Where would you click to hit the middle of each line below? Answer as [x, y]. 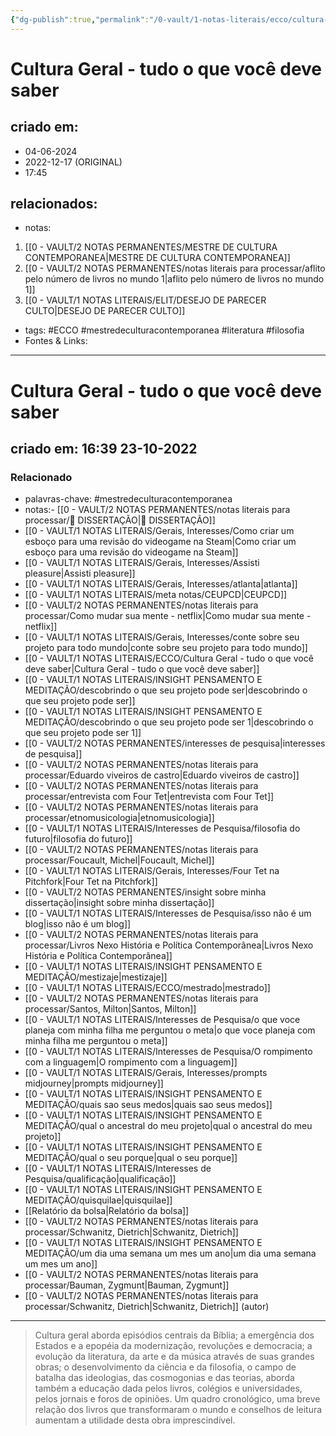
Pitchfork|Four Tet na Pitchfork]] [91, 882]
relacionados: [54, 204]
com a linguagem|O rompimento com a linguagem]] [131, 1062]
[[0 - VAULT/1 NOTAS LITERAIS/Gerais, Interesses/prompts [146, 1073]
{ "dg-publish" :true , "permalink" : [80, 19]
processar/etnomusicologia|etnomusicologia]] [119, 818]
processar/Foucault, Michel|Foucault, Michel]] [119, 860]
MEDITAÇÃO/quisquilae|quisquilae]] [98, 1200]
